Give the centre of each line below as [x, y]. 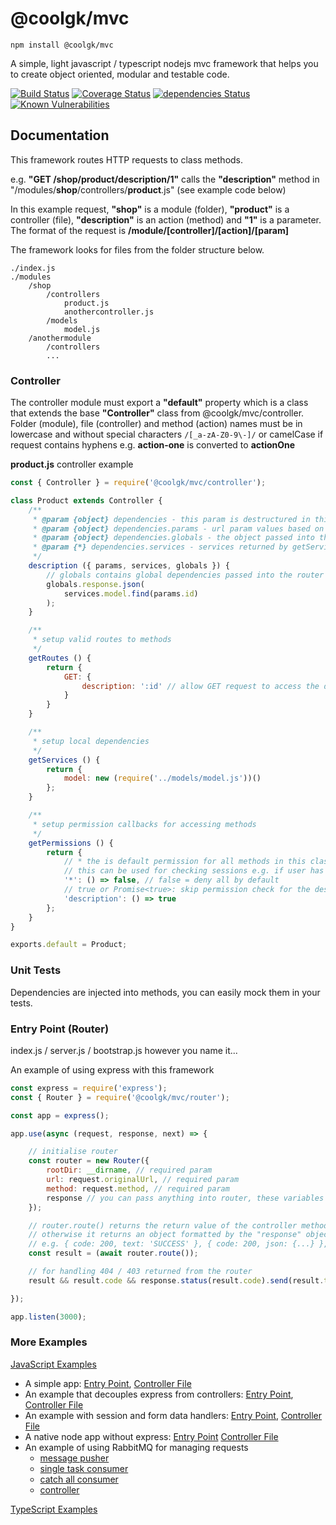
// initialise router [73, 1152]
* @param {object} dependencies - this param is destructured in [171, 519]
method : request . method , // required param [138, 1188]
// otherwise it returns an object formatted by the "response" [165, 1235]
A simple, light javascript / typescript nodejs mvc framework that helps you [164, 63]
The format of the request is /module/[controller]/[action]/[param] [149, 230]
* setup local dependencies [91, 741]
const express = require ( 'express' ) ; [89, 1088]
